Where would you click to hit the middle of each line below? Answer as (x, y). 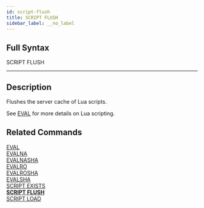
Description (29, 87)
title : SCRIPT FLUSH (32, 18)
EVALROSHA (22, 173)
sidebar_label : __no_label (40, 23)
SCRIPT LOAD (24, 198)
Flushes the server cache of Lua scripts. (57, 102)
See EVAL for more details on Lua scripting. (61, 113)
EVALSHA (19, 179)
